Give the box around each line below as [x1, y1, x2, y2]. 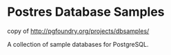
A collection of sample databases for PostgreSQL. [7, 40, 149, 48]
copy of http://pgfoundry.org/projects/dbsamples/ [7, 27, 150, 35]
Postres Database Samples [7, 4, 165, 20]
